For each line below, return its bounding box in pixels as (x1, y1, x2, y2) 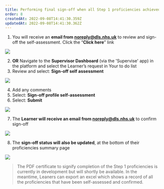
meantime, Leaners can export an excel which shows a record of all (17, 174, 153, 180)
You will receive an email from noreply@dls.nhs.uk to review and (12, 34, 145, 40)
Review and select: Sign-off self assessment (12, 68, 104, 74)
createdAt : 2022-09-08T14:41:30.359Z (5, 16, 82, 21)
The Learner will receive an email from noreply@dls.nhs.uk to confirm (12, 116, 157, 122)
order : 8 (5, 12, 23, 17)
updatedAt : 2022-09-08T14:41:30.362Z (5, 21, 82, 26)
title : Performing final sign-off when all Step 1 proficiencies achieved (5, 7, 161, 12)
